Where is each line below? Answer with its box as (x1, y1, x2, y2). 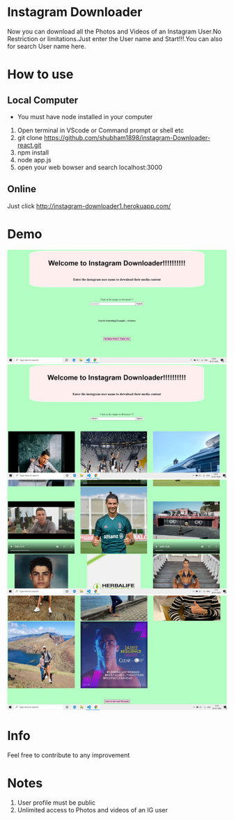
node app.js (17, 155, 52, 164)
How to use (7, 67, 74, 82)
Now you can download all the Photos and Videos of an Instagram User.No (7, 27, 221, 36)
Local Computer (7, 94, 79, 106)
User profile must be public (17, 798, 96, 807)
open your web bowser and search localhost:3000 (17, 163, 162, 171)
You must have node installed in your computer (17, 112, 153, 121)
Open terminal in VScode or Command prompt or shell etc (17, 126, 185, 134)
